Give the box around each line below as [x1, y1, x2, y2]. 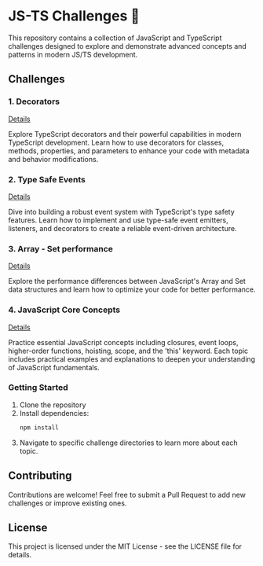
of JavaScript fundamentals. [8, 362, 100, 372]
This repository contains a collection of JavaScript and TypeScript [8, 33, 222, 42]
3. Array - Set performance [8, 243, 114, 254]
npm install [19, 424, 59, 432]
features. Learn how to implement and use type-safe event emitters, [8, 215, 229, 225]
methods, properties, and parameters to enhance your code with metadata [8, 145, 250, 156]
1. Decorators [8, 96, 60, 107]
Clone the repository [19, 400, 86, 410]
